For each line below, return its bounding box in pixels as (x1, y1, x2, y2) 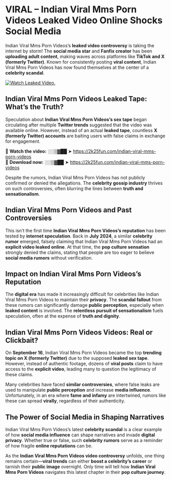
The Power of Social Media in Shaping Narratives (5, 413, 165, 421)
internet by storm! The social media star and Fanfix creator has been (5, 48, 153, 54)
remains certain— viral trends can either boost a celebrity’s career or (5, 458, 153, 464)
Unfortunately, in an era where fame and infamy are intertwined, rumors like (5, 392, 166, 399)
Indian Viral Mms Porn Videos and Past (5, 206, 132, 214)
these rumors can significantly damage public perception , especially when (5, 302, 164, 308)
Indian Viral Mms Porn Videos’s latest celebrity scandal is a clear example (5, 427, 162, 432)
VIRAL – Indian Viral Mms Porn (5, 4, 137, 15)
